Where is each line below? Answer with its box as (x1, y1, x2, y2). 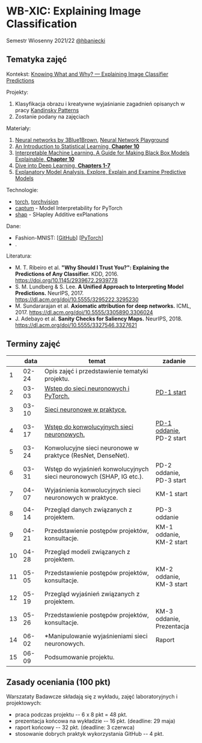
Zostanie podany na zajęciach (14, 113, 90, 120)
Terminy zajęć (6, 339, 61, 349)
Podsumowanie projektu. (44, 653, 115, 661)
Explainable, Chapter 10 (14, 155, 75, 163)
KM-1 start (155, 490, 188, 498)
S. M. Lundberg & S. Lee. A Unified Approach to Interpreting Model (14, 283, 184, 290)
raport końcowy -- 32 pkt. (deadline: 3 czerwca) (14, 724, 135, 731)
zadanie (162, 356, 186, 365)
